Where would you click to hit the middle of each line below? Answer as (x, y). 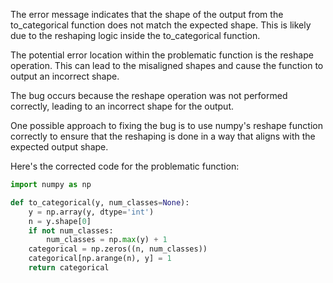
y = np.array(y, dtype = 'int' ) (91, 212)
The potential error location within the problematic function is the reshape (162, 55)
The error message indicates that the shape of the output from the (147, 14)
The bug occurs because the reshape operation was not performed (149, 95)
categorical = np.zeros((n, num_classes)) (118, 249)
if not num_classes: (71, 230)
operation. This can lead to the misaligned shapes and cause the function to (167, 65)
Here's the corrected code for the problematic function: (125, 166)
